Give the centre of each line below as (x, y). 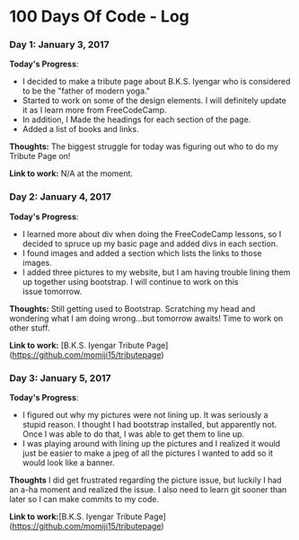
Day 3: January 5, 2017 (60, 377)
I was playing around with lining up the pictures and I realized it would (151, 444)
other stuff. (30, 328)
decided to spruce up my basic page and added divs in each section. (150, 243)
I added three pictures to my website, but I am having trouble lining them (156, 272)
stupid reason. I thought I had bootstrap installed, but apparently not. (149, 425)
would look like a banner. (68, 463)
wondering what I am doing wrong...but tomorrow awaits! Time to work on (146, 318)
